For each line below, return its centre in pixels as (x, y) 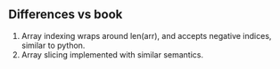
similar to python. (53, 45)
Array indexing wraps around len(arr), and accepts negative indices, (146, 35)
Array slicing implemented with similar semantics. (112, 54)
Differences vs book (66, 15)
